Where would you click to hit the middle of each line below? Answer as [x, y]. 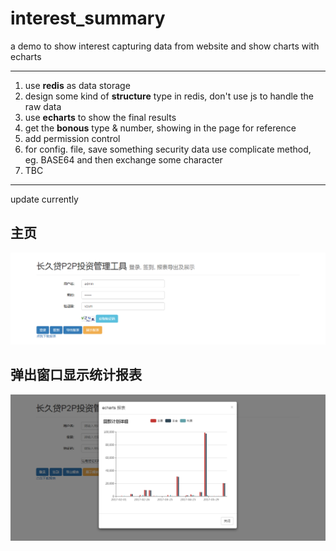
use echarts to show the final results [100, 117]
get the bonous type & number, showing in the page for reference [160, 128]
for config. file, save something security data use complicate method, [168, 149]
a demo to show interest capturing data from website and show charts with [165, 46]
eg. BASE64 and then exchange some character [123, 159]
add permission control [72, 138]
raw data [43, 106]
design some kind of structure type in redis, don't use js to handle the [169, 96]
